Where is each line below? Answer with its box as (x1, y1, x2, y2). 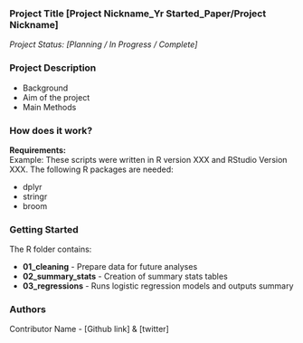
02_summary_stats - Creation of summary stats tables (22, 271, 228, 282)
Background (22, 82, 69, 93)
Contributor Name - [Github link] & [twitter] (9, 324, 169, 335)
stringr (22, 191, 48, 202)
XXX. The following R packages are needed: (9, 164, 174, 175)
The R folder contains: (9, 243, 92, 255)
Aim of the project (22, 91, 90, 102)
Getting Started (9, 223, 79, 235)
